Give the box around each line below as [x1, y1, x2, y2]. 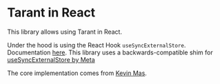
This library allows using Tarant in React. [7, 28, 123, 36]
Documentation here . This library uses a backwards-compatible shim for [7, 48, 213, 56]
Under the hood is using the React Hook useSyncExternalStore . [7, 41, 186, 49]
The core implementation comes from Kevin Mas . [7, 69, 147, 77]
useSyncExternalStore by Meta [7, 55, 95, 63]
